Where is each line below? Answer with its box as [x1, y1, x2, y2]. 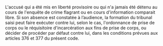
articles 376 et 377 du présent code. [5, 35, 79, 41]
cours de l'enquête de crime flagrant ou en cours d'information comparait [5, 9, 156, 15]
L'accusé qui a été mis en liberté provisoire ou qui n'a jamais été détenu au [5, 4, 158, 10]
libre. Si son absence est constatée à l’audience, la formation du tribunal [5, 15, 153, 20]
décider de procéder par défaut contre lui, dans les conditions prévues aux [5, 30, 158, 36]
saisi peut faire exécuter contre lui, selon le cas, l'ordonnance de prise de [5, 20, 155, 25]
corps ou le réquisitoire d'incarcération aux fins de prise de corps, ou [5, 25, 147, 31]
